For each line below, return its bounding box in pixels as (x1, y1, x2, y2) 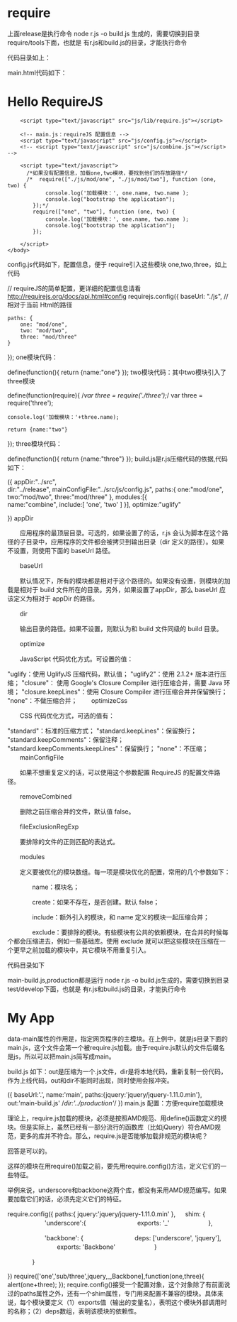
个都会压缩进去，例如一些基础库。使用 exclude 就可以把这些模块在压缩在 (7, 936, 220, 945)
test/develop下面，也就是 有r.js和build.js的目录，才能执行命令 (7, 985, 187, 993)
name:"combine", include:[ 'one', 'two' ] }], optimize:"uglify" (7, 500, 182, 508)
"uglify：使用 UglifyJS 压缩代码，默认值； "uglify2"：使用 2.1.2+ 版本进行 (7, 670, 221, 678)
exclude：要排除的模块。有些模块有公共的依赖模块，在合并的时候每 (31, 928, 229, 936)
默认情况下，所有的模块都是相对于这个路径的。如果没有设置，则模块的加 (19, 577, 231, 585)
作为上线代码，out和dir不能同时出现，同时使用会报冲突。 (7, 1076, 173, 1084)
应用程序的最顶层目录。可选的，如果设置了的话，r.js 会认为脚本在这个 (19, 528, 223, 537)
